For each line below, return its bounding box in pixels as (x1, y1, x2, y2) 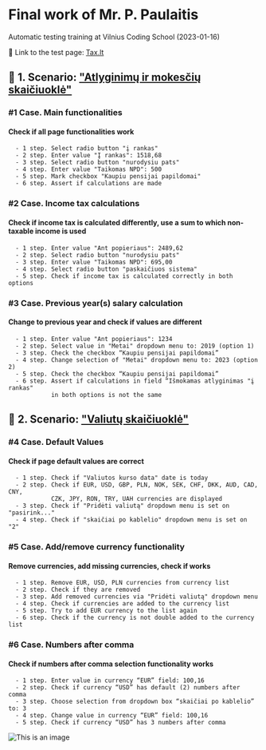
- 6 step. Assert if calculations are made (15, 180, 162, 188)
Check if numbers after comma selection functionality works (8, 659, 213, 669)
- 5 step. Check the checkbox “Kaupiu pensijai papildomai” (15, 370, 219, 378)
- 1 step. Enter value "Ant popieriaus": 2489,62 (15, 244, 183, 252)
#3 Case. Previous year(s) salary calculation (8, 297, 183, 308)
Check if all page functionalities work (8, 126, 135, 137)
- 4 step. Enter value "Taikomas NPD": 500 (15, 165, 162, 173)
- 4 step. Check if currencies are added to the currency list (15, 600, 229, 608)
